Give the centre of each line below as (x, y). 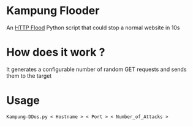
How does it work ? (56, 52)
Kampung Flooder (53, 11)
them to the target (29, 76)
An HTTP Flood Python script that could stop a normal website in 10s (93, 28)
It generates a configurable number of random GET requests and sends (96, 69)
